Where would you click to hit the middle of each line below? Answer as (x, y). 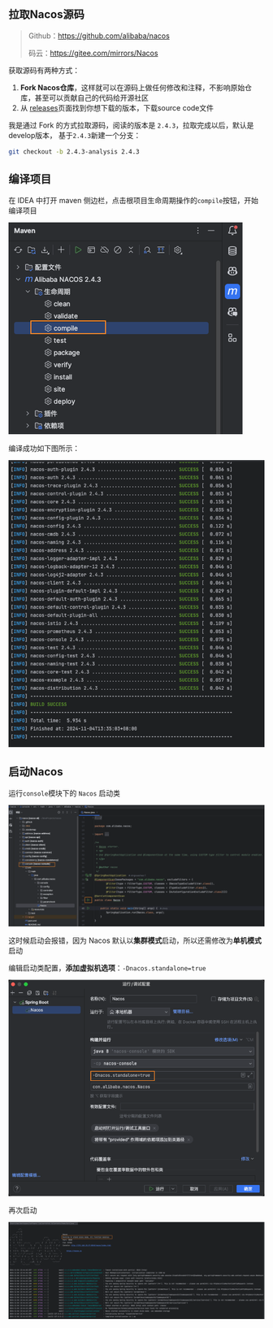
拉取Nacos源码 (47, 15)
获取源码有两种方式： (44, 70)
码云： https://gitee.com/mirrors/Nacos (93, 53)
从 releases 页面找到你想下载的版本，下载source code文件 (117, 107)
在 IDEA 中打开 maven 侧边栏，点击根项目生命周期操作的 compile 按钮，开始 (133, 200)
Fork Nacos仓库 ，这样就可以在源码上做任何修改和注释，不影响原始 (132, 87)
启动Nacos (36, 772)
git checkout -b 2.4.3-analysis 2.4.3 (74, 152)
